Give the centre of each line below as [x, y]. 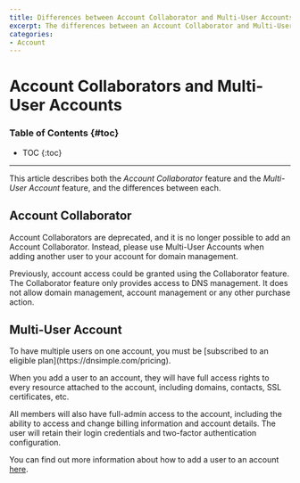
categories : [31, 34]
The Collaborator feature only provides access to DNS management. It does [149, 282]
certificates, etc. [39, 397]
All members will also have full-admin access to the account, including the [146, 414]
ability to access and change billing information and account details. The [143, 423]
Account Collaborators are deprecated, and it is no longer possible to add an [150, 237]
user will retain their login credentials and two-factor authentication [133, 433]
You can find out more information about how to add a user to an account [144, 460]
